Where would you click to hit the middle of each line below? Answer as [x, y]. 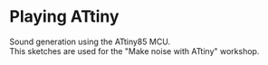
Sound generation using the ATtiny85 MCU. [90, 42]
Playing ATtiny [64, 17]
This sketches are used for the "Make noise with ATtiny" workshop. [134, 51]
